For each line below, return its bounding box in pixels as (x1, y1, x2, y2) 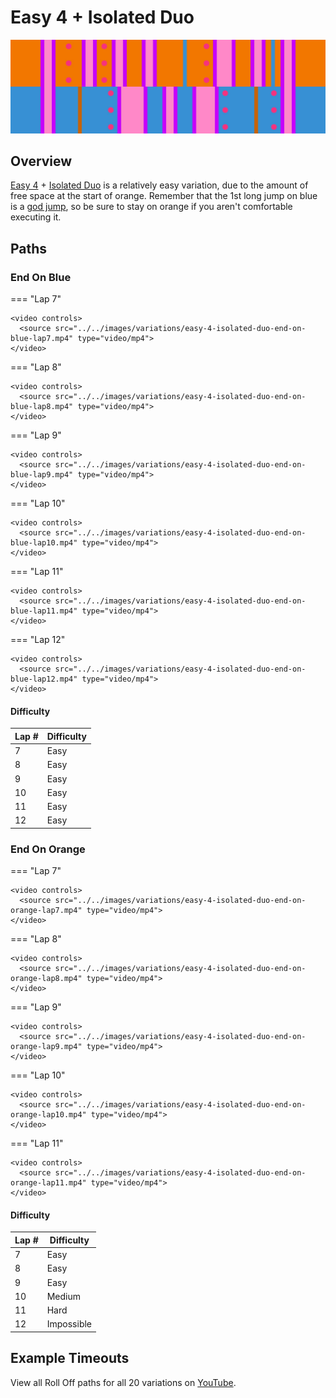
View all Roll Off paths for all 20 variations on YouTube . (10, 1376, 237, 1388)
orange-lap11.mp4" (10, 1178, 87, 1188)
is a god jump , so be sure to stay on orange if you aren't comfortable (10, 201, 293, 213)
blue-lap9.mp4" (10, 470, 74, 480)
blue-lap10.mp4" (10, 538, 78, 548)
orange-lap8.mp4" (10, 974, 83, 984)
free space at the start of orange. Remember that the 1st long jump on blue (10, 190, 318, 202)
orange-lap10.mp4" (10, 1110, 87, 1120)
